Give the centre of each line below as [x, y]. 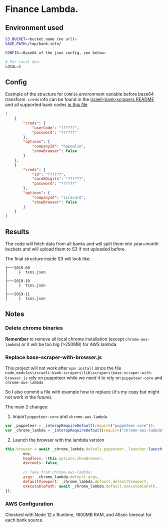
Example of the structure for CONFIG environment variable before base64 [79, 94]
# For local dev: [23, 62]
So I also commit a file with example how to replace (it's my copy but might [82, 392]
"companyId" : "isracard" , [59, 197]
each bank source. [24, 520]
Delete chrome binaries [34, 328]
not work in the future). [29, 397]
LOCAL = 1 [13, 66]
